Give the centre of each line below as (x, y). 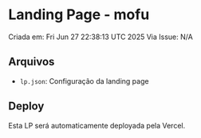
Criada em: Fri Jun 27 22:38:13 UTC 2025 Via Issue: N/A (100, 37)
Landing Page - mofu (79, 15)
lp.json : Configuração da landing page (84, 81)
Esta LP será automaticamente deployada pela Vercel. (97, 125)
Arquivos (32, 62)
